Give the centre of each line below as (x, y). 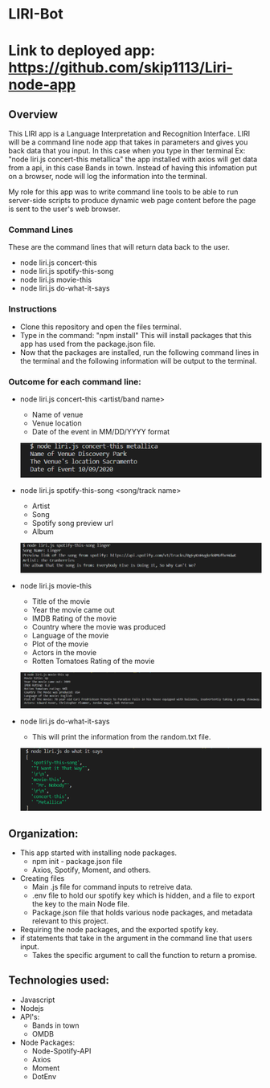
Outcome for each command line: (75, 381)
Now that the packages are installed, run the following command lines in (139, 352)
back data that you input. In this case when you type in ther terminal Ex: (127, 151)
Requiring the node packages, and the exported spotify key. (119, 930)
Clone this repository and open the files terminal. (101, 327)
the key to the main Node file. (81, 904)
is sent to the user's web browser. (64, 209)
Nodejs (32, 1008)
